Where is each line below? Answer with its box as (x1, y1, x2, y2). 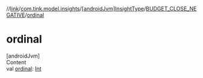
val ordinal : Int (6, 65, 42, 72)
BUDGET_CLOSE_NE (146, 5, 197, 12)
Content (6, 58, 27, 65)
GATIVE (6, 11, 25, 19)
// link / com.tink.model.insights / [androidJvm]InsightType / (6, 5, 146, 12)
